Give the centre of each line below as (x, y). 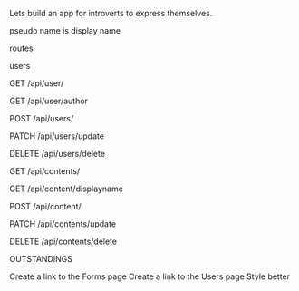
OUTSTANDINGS (41, 259)
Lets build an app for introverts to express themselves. (111, 13)
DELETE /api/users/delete (58, 154)
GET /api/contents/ (45, 171)
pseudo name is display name (65, 30)
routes (21, 48)
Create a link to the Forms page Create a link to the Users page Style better (150, 276)
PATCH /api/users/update (57, 136)
